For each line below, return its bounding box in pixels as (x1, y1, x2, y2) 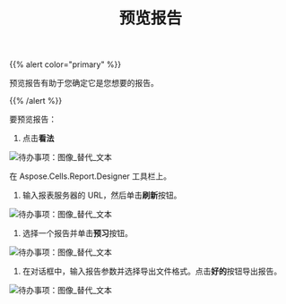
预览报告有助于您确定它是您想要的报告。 (9, 78, 159, 89)
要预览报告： (9, 114, 56, 125)
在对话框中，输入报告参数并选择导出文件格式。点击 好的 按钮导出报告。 (22, 266, 282, 277)
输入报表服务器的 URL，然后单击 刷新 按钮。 (22, 190, 182, 201)
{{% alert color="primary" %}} (9, 59, 122, 70)
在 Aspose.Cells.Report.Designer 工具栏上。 (9, 171, 172, 182)
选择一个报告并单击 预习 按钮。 (22, 228, 133, 239)
